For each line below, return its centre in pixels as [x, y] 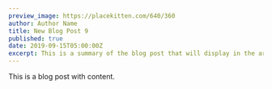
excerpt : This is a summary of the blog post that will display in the [132, 53]
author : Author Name [43, 23]
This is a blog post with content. [62, 76]
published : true [36, 38]
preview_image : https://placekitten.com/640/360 [92, 16]
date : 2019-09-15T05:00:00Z [56, 46]
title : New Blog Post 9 [49, 31]
